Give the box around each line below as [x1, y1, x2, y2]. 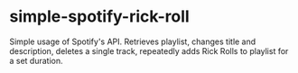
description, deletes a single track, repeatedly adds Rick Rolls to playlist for [9, 45, 289, 56]
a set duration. [9, 55, 63, 66]
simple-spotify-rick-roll [9, 6, 190, 27]
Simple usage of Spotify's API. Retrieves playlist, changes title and [9, 36, 256, 47]
